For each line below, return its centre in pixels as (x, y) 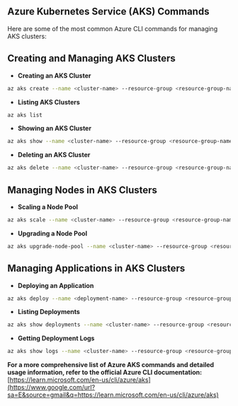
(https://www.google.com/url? (51, 388)
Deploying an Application (56, 285)
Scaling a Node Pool (48, 207)
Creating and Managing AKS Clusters (91, 58)
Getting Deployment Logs (56, 338)
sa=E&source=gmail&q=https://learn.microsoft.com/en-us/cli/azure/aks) (113, 395)
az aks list (25, 115)
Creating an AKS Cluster (54, 75)
